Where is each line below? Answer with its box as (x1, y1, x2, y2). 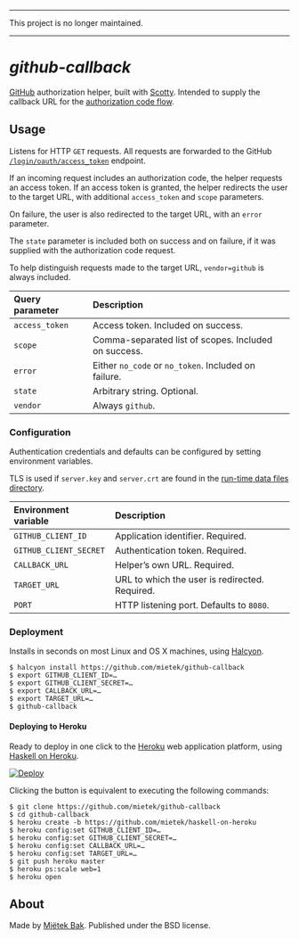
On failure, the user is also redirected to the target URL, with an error (9, 209, 263, 219)
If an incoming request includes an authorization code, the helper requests (9, 172, 283, 183)
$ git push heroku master (9, 857, 105, 866)
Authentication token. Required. (114, 545, 246, 557)
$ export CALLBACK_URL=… (9, 687, 101, 696)
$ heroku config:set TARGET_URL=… (9, 849, 138, 858)
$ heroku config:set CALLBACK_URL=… (9, 841, 145, 850)
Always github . (92, 399, 156, 411)
